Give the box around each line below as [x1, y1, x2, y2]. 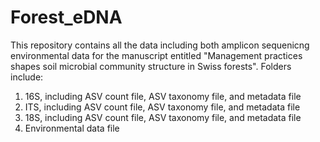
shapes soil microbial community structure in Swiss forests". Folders [10, 60, 292, 72]
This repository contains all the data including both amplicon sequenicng [10, 39, 310, 51]
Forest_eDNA [10, 6, 123, 29]
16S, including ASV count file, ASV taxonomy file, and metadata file [24, 90, 302, 102]
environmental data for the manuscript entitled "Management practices [10, 49, 303, 61]
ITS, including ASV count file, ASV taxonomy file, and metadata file [24, 101, 301, 113]
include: [10, 71, 44, 83]
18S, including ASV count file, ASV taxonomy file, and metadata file [24, 111, 302, 123]
